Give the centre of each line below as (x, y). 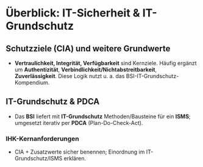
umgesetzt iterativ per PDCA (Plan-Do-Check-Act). (79, 123)
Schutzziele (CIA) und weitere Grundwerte (88, 48)
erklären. (75, 158)
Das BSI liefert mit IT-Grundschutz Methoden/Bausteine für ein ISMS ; (102, 116)
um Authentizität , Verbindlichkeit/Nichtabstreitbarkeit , (85, 69)
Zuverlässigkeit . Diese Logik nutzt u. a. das (69, 76)
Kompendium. (32, 83)
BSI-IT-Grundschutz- (152, 76)
